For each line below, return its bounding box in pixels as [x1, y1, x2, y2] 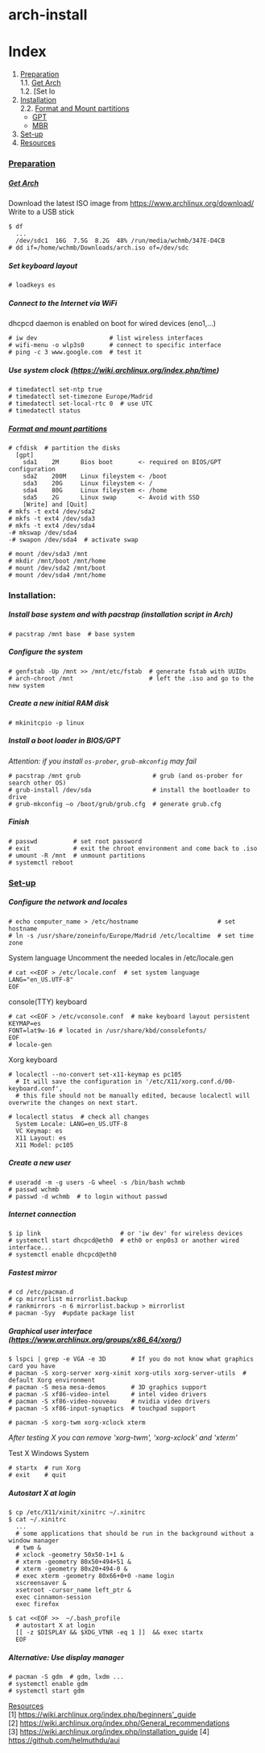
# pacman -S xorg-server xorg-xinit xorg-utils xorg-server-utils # [8, 1370, 247, 1378]
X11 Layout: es [15, 1134, 67, 1142]
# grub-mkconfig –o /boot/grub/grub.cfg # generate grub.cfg [8, 800, 222, 808]
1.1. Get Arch [19, 78, 62, 88]
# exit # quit [8, 1471, 67, 1479]
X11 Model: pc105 [15, 1140, 74, 1149]
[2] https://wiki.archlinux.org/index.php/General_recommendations [8, 1718, 230, 1728]
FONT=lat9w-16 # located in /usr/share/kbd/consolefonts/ [8, 1027, 207, 1035]
